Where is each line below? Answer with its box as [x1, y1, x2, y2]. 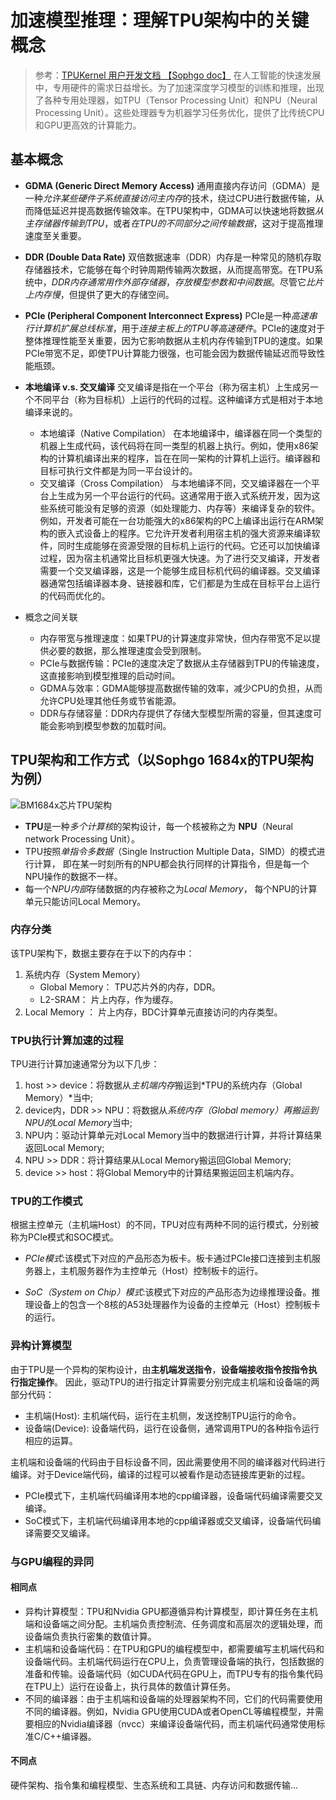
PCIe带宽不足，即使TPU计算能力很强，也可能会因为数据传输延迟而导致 [24, 347, 317, 359]
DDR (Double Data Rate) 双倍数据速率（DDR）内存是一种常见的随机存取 [24, 251, 322, 263]
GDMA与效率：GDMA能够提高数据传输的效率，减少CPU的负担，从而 [39, 682, 323, 694]
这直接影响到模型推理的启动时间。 [39, 669, 181, 681]
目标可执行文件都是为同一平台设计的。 [39, 464, 198, 476]
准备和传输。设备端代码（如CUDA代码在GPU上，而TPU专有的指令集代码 [24, 1667, 323, 1680]
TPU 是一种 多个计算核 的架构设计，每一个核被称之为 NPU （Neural [24, 820, 293, 832]
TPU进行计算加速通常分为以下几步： [10, 1058, 160, 1070]
